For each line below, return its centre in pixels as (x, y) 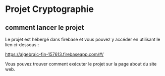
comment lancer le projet (45, 28)
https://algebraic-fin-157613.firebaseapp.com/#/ (55, 54)
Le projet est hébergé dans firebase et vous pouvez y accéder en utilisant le (83, 39)
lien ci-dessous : (22, 45)
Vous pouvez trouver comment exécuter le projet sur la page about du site (81, 64)
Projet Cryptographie (50, 9)
